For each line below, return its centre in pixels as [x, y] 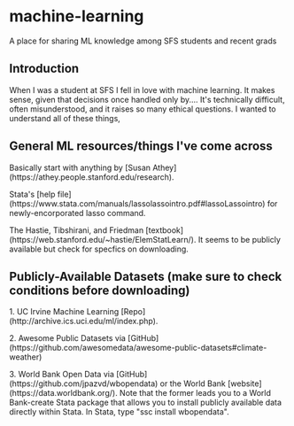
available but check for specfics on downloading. [99, 249]
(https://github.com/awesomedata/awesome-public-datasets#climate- [138, 348]
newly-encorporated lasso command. [77, 213]
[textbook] [165, 230]
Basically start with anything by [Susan [80, 167]
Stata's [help [32, 194]
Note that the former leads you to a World [195, 393]
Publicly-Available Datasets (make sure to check [146, 276]
